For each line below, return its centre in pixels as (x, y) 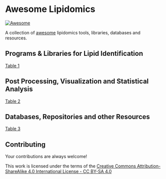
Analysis (19, 89)
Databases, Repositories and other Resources (78, 116)
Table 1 (12, 65)
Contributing (25, 144)
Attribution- (149, 166)
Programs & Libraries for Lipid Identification (74, 54)
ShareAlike (16, 172)
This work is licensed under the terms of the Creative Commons (71, 166)
